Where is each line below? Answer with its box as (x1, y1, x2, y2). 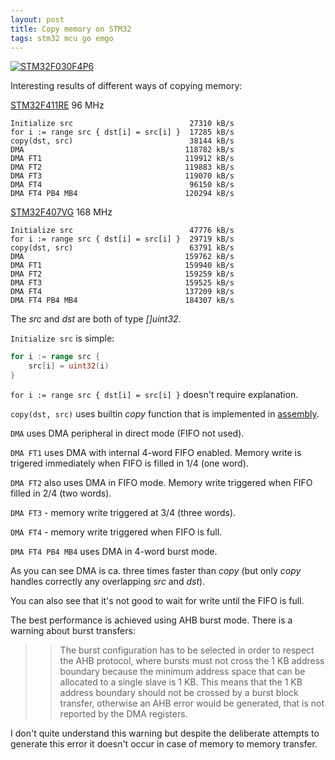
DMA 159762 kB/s (10, 252, 235, 262)
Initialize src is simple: (10, 332, 115, 345)
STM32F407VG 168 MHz (10, 206, 113, 218)
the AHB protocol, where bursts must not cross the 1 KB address (59, 655, 325, 666)
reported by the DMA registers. (59, 708, 188, 720)
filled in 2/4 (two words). (10, 487, 112, 499)
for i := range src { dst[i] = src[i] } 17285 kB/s (10, 127, 235, 138)
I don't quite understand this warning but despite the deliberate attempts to (10, 727, 320, 739)
